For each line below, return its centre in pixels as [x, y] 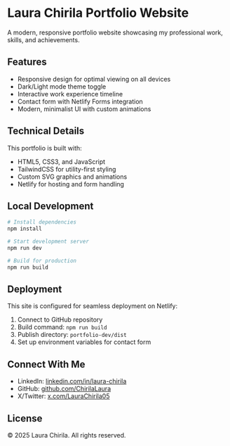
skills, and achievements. [43, 39]
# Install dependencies [42, 222]
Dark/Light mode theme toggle [62, 87]
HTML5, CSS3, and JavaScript [61, 161]
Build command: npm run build [62, 327]
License [25, 418]
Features [27, 62]
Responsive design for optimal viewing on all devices [94, 79]
